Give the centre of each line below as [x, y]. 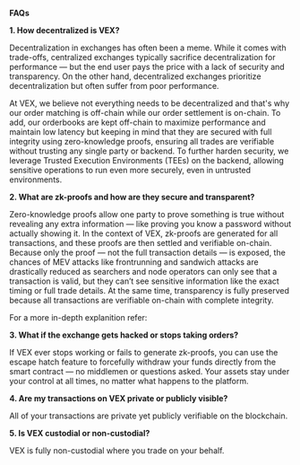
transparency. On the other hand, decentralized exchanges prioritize [135, 76]
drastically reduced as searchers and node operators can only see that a [143, 272]
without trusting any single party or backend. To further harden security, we [149, 151]
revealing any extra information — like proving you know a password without [150, 224]
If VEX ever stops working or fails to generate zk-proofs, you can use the [144, 352]
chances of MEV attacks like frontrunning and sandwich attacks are [134, 262]
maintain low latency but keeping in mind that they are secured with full [141, 132]
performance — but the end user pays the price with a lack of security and [147, 67]
